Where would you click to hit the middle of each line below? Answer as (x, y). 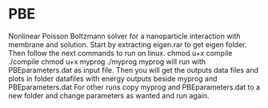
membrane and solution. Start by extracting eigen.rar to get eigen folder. (128, 44)
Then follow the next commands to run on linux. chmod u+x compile (120, 53)
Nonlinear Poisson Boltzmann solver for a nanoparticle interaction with (125, 36)
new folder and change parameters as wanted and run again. (109, 95)
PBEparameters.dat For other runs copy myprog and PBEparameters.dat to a (134, 87)
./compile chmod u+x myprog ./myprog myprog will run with (107, 62)
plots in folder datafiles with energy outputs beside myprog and (113, 78)
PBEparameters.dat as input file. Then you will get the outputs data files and (133, 70)
